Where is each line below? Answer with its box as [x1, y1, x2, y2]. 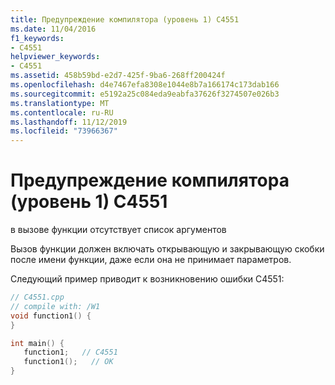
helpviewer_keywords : [10, 52, 101, 62]
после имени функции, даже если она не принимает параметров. [10, 254, 292, 266]
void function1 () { [10, 311, 92, 321]
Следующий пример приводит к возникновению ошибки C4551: [10, 273, 285, 285]
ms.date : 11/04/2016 [10, 24, 97, 34]
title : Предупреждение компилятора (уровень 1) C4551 [10, 14, 240, 25]
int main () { [10, 338, 65, 348]
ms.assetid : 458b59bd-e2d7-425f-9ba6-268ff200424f [10, 71, 226, 81]
